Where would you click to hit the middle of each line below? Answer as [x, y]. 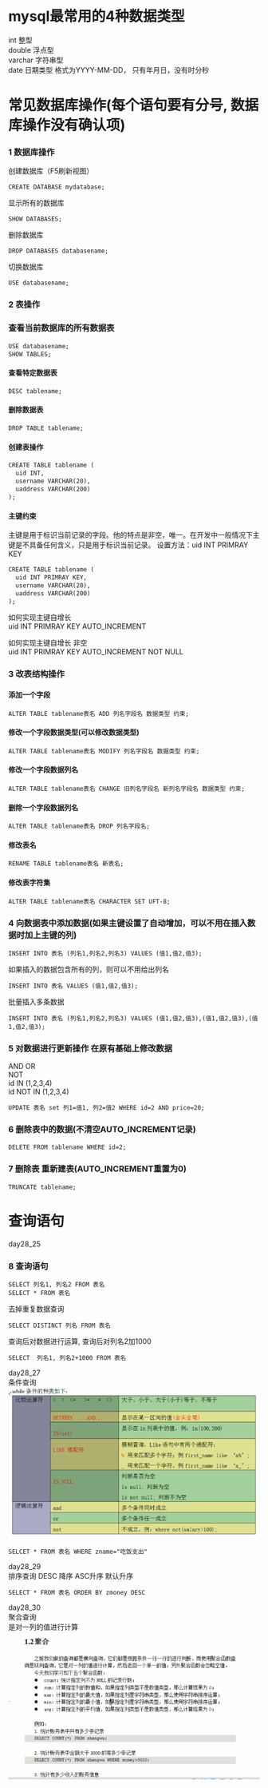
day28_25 [25, 1244]
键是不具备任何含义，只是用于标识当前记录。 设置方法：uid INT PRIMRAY [128, 545]
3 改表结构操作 [37, 674]
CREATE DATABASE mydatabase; [57, 187]
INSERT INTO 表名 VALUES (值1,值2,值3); [73, 986]
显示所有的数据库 [36, 203]
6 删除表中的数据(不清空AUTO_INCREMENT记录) [102, 1130]
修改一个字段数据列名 [43, 770]
